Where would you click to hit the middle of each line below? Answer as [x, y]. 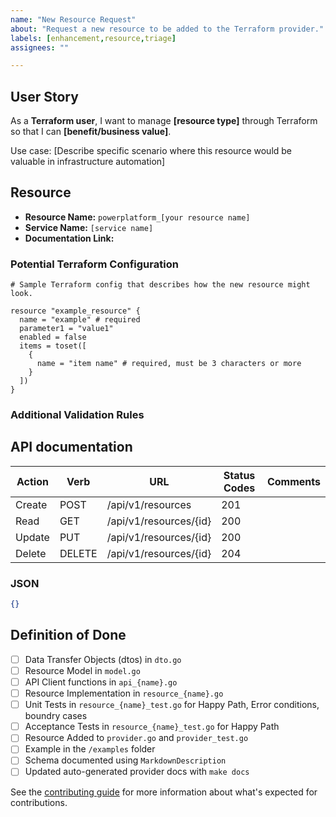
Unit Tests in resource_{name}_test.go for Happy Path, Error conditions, [172, 705]
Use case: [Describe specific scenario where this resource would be [151, 151]
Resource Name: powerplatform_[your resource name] [137, 217]
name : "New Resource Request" [73, 19]
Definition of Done [68, 635]
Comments [293, 481]
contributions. [39, 802]
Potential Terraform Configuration [94, 264]
